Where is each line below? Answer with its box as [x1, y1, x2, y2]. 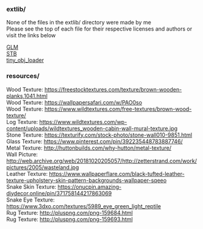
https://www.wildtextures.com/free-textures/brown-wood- [45, 105, 192, 112]
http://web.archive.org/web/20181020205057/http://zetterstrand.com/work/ [6, 157, 197, 164]
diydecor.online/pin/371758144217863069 [6, 189, 112, 197]
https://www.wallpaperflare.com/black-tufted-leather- [49, 170, 185, 177]
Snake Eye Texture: [6, 196, 55, 203]
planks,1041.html [6, 92, 48, 100]
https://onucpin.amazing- [57, 183, 122, 191]
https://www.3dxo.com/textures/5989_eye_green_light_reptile [6, 202, 162, 209]
